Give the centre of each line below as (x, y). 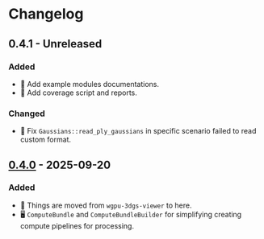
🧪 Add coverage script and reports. (78, 93)
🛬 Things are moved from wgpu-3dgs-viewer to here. (106, 205)
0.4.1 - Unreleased (55, 44)
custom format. (45, 140)
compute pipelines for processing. (77, 225)
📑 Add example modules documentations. (90, 84)
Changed (27, 113)
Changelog (46, 14)
